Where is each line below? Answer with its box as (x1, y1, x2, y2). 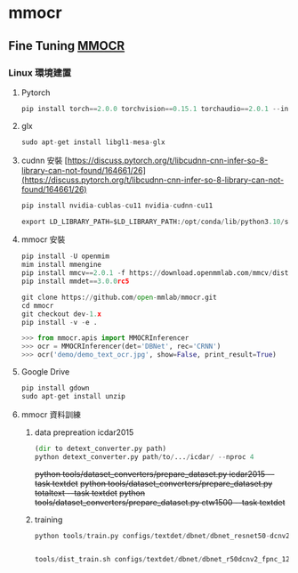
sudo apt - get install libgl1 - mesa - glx (20, 137, 165, 147)
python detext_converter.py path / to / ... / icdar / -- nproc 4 (34, 452, 254, 461)
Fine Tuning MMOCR (8, 38, 125, 53)
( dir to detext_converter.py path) (34, 444, 166, 453)
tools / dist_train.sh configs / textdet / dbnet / (34, 555, 203, 564)
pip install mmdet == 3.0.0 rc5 (20, 277, 130, 286)
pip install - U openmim (20, 252, 110, 261)
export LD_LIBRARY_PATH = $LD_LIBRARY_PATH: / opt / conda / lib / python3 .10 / (20, 217, 286, 226)
